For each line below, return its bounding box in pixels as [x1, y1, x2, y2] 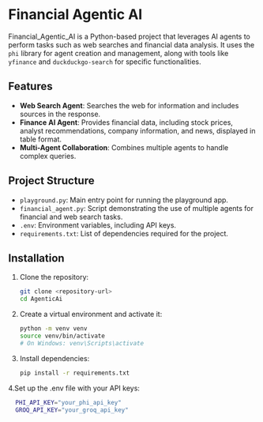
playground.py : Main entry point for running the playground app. [19, 195, 229, 205]
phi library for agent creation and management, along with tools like [8, 48, 229, 58]
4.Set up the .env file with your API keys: [8, 383, 141, 393]
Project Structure [8, 174, 95, 187]
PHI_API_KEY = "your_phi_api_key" [15, 398, 122, 406]
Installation [8, 251, 65, 265]
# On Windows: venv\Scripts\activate [19, 339, 145, 347]
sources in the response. [19, 109, 101, 119]
